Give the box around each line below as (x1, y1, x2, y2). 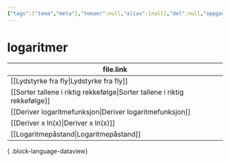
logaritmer (7, 39, 68, 55)
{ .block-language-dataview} (7, 147, 88, 155)
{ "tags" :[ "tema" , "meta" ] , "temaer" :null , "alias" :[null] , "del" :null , (7, 10, 204, 17)
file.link (102, 65, 128, 74)
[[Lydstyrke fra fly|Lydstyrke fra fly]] (10, 76, 129, 86)
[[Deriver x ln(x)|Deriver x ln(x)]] (10, 118, 116, 128)
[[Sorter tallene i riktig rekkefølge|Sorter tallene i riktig (10, 87, 184, 97)
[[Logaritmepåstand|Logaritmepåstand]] (10, 129, 142, 139)
